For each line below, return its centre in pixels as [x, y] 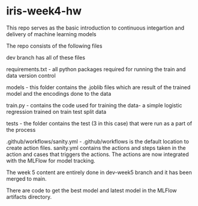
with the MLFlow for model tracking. [51, 160]
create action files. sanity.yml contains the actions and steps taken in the [96, 148]
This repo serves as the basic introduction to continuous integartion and [95, 28]
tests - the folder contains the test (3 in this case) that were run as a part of [99, 123]
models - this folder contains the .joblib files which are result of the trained [98, 87]
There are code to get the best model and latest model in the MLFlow [91, 190]
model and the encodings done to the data [59, 93]
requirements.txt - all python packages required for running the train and [96, 69]
